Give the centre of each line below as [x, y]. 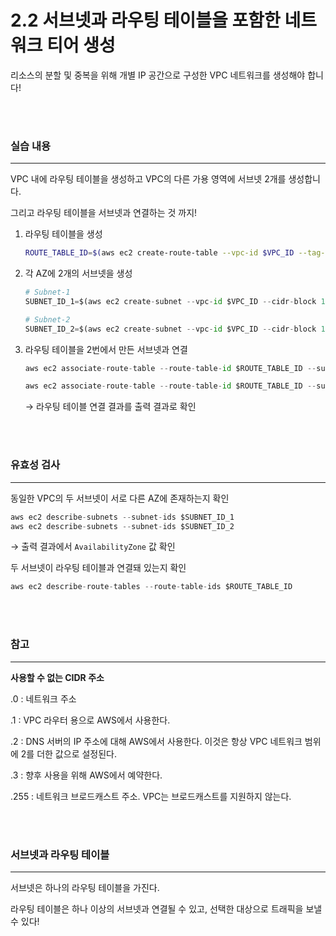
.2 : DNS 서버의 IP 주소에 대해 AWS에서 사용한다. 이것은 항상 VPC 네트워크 [156, 741]
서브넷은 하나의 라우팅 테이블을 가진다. [85, 887]
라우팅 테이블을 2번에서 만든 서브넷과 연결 [106, 349]
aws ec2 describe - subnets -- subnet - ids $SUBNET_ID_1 [122, 517]
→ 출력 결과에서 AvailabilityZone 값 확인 [93, 547]
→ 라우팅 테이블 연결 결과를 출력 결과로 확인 [110, 407]
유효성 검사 [35, 465]
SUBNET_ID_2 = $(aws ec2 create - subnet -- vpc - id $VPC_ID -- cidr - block [170, 329]
